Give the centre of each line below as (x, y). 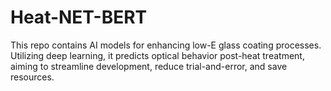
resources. (32, 77)
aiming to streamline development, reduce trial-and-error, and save (149, 66)
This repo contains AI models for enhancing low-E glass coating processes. (166, 45)
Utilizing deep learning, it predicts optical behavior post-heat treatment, (157, 55)
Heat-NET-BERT (79, 17)
